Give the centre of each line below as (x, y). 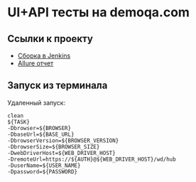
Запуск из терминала (58, 86)
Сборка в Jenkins (44, 55)
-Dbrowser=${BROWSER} (39, 128)
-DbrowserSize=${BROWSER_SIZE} (54, 146)
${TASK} (19, 122)
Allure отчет (36, 63)
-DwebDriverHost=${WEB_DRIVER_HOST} (61, 153)
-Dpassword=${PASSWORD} (43, 171)
